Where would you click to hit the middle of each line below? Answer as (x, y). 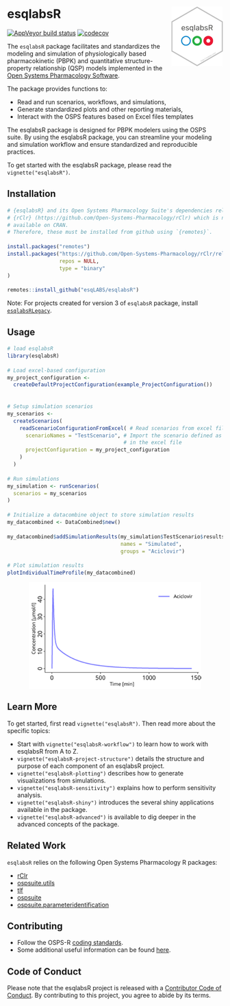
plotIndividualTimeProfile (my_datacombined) (72, 573)
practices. (21, 152)
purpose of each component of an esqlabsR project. (91, 766)
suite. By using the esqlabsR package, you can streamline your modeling (110, 137)
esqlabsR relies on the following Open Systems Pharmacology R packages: (112, 862)
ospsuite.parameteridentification (63, 905)
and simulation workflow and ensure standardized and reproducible (102, 144)
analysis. (29, 795)
